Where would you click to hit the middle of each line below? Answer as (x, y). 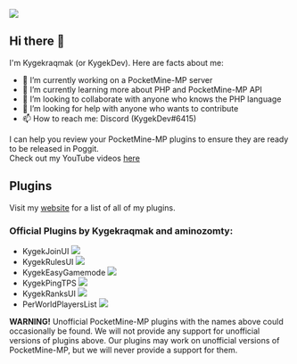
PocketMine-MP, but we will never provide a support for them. (124, 350)
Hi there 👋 (37, 41)
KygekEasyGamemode (64, 272)
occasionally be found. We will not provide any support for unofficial (135, 331)
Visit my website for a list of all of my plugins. (92, 207)
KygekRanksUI (49, 294)
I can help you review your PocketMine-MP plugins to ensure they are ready (149, 139)
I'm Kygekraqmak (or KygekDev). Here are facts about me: (117, 62)
